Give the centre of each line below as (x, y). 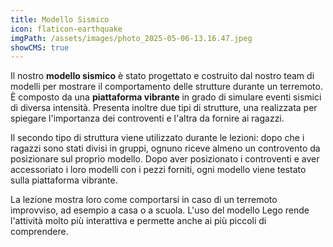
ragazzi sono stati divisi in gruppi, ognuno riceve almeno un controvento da (165, 148)
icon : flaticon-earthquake (66, 29)
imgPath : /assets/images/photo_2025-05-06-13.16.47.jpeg (131, 38)
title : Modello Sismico (60, 19)
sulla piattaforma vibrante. (64, 180)
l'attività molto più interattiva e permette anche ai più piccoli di (138, 221)
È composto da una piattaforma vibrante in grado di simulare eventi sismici (166, 97)
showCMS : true (40, 47)
